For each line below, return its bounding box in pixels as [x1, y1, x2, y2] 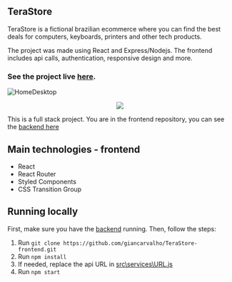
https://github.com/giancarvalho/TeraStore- [63, 239, 198, 247]
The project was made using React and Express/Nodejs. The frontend [7, 46, 213, 54]
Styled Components [17, 177, 77, 186]
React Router [17, 169, 56, 178]
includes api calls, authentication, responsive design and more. [7, 54, 193, 62]
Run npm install [17, 252, 67, 261]
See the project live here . [7, 71, 96, 81]
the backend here [7, 123, 59, 131]
